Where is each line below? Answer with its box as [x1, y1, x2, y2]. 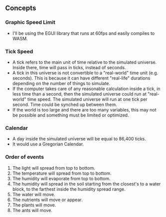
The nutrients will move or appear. [12, 197, 83, 203]
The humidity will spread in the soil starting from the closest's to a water [12, 181, 161, 187]
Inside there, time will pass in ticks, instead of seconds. [12, 64, 126, 70]
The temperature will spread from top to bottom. [12, 170, 112, 176]
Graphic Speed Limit [5, 19, 56, 26]
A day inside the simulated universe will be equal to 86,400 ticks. [12, 136, 146, 142]
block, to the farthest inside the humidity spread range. [12, 186, 126, 192]
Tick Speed [5, 48, 33, 55]
